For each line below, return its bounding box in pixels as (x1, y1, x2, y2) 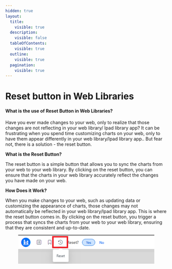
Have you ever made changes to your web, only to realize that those (5, 119, 150, 125)
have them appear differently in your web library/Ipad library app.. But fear (5, 136, 163, 142)
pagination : (10, 62, 36, 68)
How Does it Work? (5, 187, 47, 194)
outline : (10, 51, 29, 56)
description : (10, 30, 38, 35)
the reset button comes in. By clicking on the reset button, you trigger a (5, 214, 157, 220)
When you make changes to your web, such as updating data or (5, 197, 141, 203)
